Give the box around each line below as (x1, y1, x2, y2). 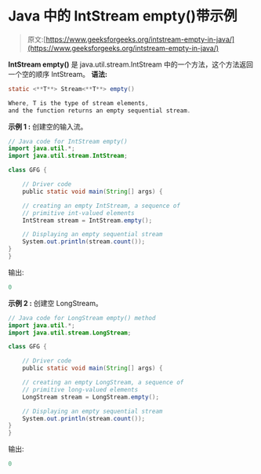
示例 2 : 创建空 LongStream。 (8, 298, 103, 308)
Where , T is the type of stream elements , (8, 99, 149, 107)
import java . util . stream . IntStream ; (8, 152, 128, 160)
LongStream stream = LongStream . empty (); (22, 393, 159, 401)
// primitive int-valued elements (22, 209, 135, 217)
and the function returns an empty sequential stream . (8, 107, 191, 115)
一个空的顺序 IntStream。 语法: (8, 69, 108, 78)
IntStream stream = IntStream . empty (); (22, 217, 153, 224)
